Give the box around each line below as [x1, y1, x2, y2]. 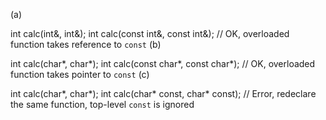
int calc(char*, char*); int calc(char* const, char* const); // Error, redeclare [10, 88, 317, 99]
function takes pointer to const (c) [10, 69, 150, 80]
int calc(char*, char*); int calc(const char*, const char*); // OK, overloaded [10, 58, 316, 69]
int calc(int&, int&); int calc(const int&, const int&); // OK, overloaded [10, 28, 290, 39]
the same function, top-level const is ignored [10, 99, 195, 110]
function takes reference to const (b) [10, 39, 162, 50]
